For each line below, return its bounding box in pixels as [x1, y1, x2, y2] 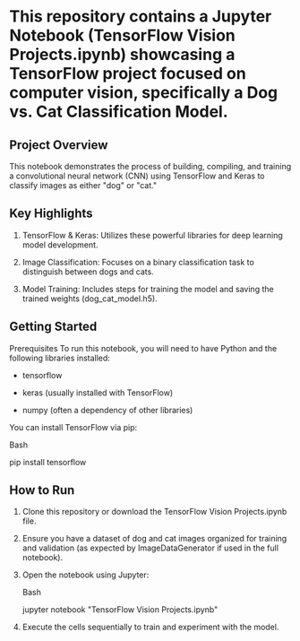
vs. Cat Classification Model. [9, 101, 228, 122]
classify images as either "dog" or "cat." [9, 180, 158, 190]
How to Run [9, 482, 75, 498]
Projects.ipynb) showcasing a [9, 45, 236, 65]
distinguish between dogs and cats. [21, 266, 154, 277]
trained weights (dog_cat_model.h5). [21, 293, 159, 304]
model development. [21, 239, 99, 250]
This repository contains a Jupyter [9, 6, 272, 27]
